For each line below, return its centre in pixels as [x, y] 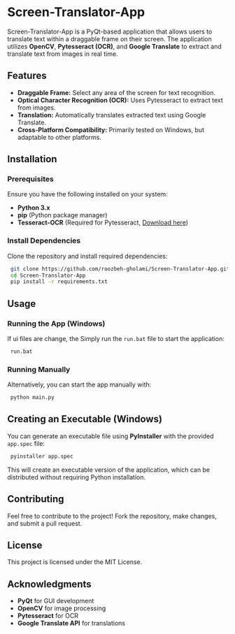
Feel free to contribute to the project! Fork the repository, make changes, [112, 516]
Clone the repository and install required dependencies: [87, 256]
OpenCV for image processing [62, 608]
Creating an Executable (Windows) [85, 419]
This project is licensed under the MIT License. [75, 562]
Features [27, 76]
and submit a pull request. [45, 523]
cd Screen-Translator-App [48, 275]
